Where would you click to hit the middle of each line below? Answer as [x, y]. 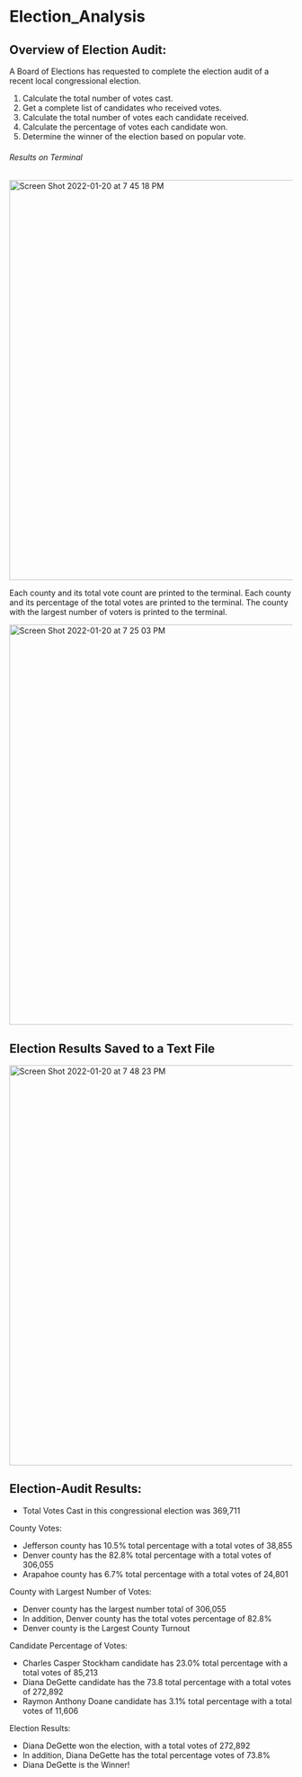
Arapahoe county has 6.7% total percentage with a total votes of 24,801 [155, 1574]
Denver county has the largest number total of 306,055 [124, 1609]
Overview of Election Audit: [88, 50]
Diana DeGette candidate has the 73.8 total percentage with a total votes [157, 1682]
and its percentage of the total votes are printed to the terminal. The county [149, 603]
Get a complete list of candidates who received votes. [122, 108]
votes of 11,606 [50, 1710]
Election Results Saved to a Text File [112, 1048]
